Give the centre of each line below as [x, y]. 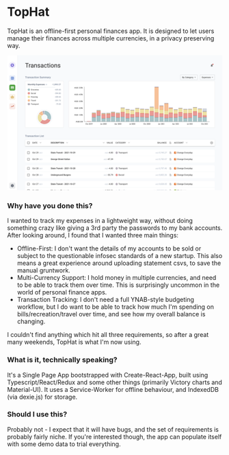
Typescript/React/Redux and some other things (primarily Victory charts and [114, 382]
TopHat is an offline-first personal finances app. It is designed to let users [111, 31]
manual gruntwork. [43, 270]
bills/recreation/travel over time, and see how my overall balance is [111, 314]
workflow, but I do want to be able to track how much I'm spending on [115, 307]
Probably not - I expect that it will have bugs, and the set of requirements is [113, 429]
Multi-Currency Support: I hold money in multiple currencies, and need [117, 278]
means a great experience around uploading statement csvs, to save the [119, 263]
